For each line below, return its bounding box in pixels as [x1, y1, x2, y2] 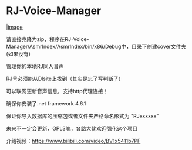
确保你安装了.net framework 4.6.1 [6, 100, 86, 107]
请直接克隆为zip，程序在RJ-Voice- [6, 35, 89, 42]
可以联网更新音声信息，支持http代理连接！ [6, 87, 109, 94]
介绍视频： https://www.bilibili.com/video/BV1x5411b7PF [6, 137, 141, 144]
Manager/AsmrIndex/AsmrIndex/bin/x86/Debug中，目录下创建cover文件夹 [6, 43, 187, 50]
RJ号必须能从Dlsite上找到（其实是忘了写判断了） [6, 75, 124, 82]
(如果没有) [6, 50, 31, 57]
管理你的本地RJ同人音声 [6, 63, 65, 70]
